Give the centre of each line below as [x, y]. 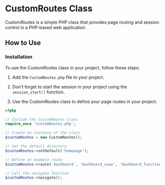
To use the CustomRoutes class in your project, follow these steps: [72, 67]
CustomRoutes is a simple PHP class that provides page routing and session [82, 22]
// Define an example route [34, 160]
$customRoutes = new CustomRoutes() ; [44, 138]
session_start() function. [38, 92]
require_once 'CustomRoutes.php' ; [41, 124]
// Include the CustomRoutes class [41, 119]
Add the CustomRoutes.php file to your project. [58, 77]
